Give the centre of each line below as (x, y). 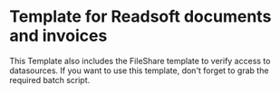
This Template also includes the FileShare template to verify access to (140, 61)
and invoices (58, 36)
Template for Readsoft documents (140, 17)
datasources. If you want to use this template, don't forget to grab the (139, 70)
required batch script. (50, 80)
